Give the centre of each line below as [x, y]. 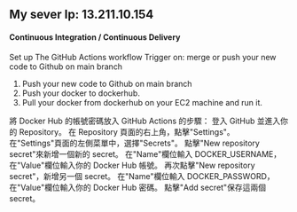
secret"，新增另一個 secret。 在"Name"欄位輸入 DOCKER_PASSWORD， [142, 176]
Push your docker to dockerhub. [81, 93]
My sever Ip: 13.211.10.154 [82, 15]
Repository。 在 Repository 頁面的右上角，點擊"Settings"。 [127, 131]
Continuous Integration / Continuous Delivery [95, 37]
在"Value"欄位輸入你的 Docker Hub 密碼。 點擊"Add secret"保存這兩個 [137, 187]
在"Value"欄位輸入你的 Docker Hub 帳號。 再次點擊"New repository [132, 165]
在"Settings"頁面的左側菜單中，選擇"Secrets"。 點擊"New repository [134, 143]
